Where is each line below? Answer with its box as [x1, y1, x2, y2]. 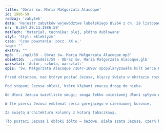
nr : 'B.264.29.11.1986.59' [5, 25, 60, 30]
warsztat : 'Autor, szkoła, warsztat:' [5, 61, 84, 66]
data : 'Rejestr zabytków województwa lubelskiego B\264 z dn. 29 [5, 20, 141, 26]
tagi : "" [5, 43, 23, 48]
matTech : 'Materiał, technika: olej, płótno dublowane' [5, 30, 121, 35]
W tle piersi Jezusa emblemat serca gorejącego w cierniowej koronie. [5, 101, 152, 106]
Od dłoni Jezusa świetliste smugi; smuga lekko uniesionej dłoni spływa [5, 92, 156, 97]
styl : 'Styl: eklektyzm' [5, 35, 56, 39]
